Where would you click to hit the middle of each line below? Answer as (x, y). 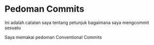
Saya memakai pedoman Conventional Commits (53, 37)
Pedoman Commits (44, 9)
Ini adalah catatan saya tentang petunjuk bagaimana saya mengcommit (77, 22)
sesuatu (13, 27)
